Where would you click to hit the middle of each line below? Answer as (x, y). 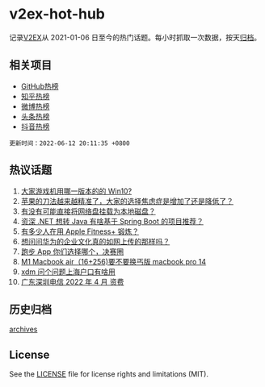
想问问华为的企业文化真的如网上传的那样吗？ (95, 241)
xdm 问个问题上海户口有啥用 (68, 272)
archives (23, 329)
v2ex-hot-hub (57, 14)
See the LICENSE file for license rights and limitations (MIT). (109, 374)
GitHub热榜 (40, 86)
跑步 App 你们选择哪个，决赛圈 (72, 252)
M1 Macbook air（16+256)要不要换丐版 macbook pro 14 (114, 261)
